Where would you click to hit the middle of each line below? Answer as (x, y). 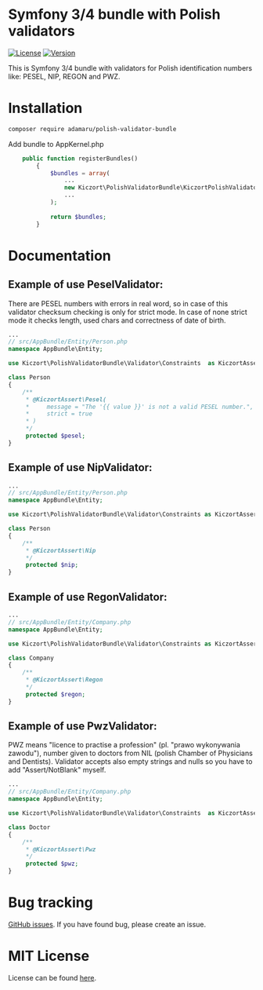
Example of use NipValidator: (80, 468)
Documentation (60, 256)
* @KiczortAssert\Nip (61, 550)
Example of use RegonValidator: (88, 597)
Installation (45, 108)
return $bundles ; (78, 217)
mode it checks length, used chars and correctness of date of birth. (117, 320)
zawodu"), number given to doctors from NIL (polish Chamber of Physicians (130, 753)
